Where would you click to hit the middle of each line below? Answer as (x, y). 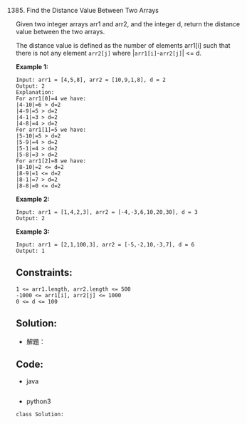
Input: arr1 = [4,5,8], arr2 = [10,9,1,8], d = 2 (91, 80)
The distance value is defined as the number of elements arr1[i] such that (123, 45)
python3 (38, 401)
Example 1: (32, 67)
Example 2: (33, 199)
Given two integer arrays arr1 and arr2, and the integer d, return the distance (128, 24)
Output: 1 (31, 251)
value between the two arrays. (61, 32)
